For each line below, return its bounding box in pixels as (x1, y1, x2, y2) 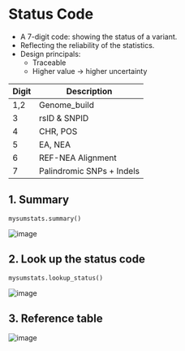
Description (66, 85, 113, 97)
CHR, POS (39, 125, 78, 136)
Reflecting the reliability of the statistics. (19, 40, 155, 50)
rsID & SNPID (39, 112, 89, 123)
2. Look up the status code (8, 253, 146, 266)
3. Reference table (8, 311, 103, 325)
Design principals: (19, 49, 81, 58)
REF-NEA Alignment (39, 152, 118, 163)
